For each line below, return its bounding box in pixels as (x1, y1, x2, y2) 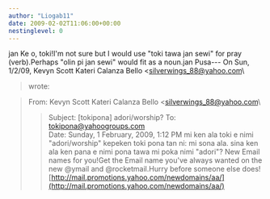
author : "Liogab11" (8, 11, 74, 20)
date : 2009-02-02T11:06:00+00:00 (8, 19, 121, 27)
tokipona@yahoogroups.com (48, 122, 146, 131)
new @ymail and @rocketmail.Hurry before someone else (48, 164, 241, 174)
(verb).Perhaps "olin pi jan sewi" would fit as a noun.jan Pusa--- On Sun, (8, 57, 250, 67)
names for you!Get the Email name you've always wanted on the (48, 155, 263, 165)
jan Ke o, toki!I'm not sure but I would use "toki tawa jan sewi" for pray (8, 49, 243, 59)
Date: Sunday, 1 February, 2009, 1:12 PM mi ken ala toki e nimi (48, 130, 254, 139)
